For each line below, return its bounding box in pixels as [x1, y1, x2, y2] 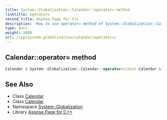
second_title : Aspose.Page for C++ [5, 16, 79, 21]
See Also [5, 80, 33, 88]
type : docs [5, 26, 28, 31]
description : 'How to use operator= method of [5, 21, 103, 26]
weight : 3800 [5, 30, 32, 35]
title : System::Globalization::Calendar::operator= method [5, 7, 130, 12]
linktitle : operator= [5, 12, 50, 17]
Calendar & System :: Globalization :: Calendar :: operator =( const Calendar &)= [5, 66, 166, 71]
